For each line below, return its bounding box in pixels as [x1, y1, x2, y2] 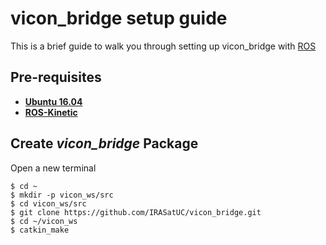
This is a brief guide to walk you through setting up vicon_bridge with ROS [10, 40, 317, 52]
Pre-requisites [10, 69, 102, 86]
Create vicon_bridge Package [10, 135, 199, 152]
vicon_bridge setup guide [10, 7, 228, 30]
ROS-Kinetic [24, 106, 78, 118]
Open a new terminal [10, 162, 97, 174]
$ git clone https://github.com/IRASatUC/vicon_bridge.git [10, 207, 262, 217]
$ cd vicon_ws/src [10, 198, 87, 209]
